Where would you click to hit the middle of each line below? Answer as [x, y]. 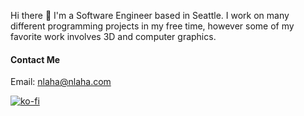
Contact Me [35, 59]
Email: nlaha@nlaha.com [61, 82]
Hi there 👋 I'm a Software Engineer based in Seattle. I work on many [150, 15]
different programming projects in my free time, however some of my [152, 26]
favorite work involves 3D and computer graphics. [113, 36]
